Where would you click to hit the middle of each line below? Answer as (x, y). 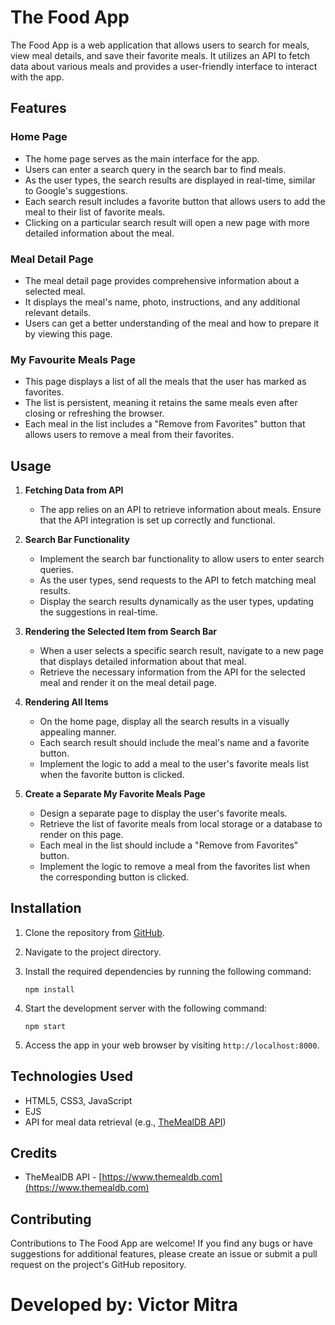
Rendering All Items (66, 702)
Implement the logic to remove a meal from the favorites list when (175, 867)
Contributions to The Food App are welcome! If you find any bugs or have (161, 1243)
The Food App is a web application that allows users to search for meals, (160, 45)
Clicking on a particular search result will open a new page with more (167, 222)
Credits (34, 1153)
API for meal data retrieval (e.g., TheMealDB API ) (125, 1122)
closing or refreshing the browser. (94, 413)
